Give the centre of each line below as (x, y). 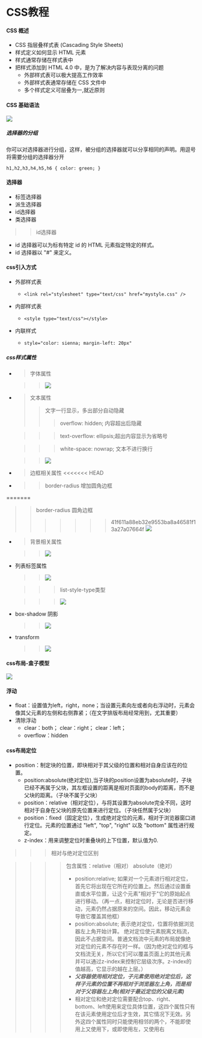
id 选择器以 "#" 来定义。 (45, 252)
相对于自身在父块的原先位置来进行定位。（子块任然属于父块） (99, 810)
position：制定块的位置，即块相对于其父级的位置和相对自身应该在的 (99, 765)
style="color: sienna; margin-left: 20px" (78, 343)
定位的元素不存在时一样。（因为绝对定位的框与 (137, 946)
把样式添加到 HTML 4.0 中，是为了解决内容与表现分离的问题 (89, 67)
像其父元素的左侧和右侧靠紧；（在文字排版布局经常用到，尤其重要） (98, 713)
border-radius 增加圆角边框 (78, 486)
